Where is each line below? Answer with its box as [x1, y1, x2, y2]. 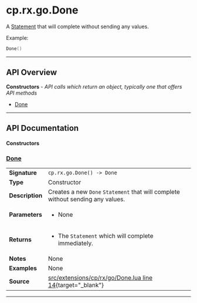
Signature [9, 169, 37, 177]
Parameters [9, 210, 42, 218]
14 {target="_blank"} [47, 281, 104, 289]
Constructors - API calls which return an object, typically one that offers [6, 83, 182, 90]
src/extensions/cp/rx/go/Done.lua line [47, 274, 153, 282]
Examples [9, 264, 37, 272]
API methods [6, 89, 37, 96]
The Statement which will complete [57, 231, 154, 240]
